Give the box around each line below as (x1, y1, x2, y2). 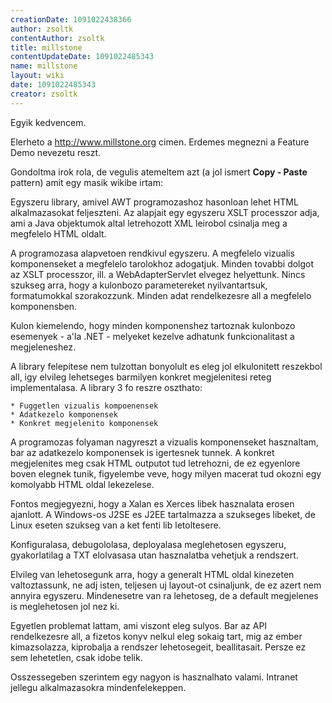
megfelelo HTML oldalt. (10, 227, 107, 240)
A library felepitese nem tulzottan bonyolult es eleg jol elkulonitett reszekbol (10, 360, 323, 372)
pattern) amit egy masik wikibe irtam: (10, 176, 163, 188)
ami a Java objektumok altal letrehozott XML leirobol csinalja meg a (10, 217, 288, 229)
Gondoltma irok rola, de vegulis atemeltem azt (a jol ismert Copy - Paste (10, 166, 308, 178)
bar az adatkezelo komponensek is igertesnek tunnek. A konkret (10, 446, 275, 458)
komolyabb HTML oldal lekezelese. (10, 478, 155, 490)
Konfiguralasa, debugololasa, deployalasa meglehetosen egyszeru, (10, 538, 287, 550)
